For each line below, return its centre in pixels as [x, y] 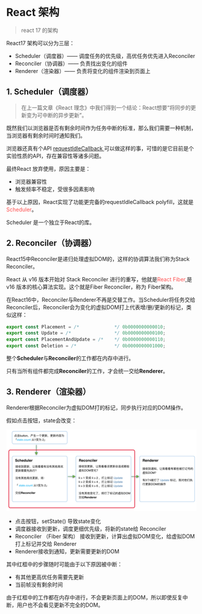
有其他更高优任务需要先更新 [49, 577]
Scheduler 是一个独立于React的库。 [51, 222]
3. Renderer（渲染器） [49, 392]
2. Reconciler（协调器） [51, 243]
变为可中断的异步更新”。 [57, 115]
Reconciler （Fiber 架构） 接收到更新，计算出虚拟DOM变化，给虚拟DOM [105, 536]
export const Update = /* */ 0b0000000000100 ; [86, 333]
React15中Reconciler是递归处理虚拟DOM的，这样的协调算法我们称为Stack [98, 259]
